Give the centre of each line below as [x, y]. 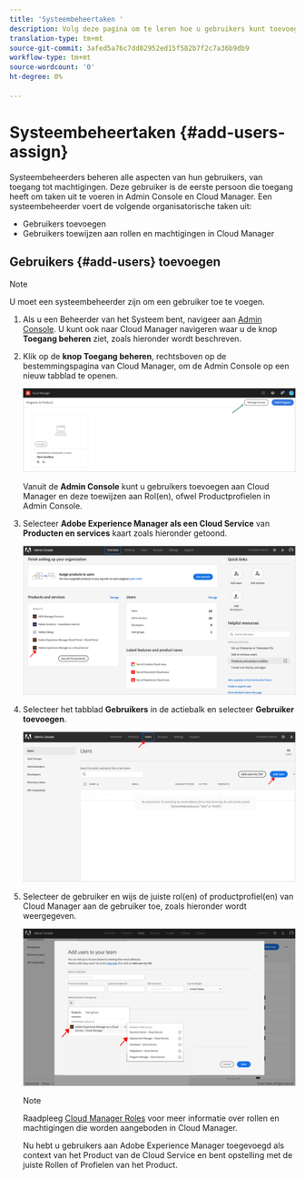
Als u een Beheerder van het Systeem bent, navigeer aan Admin [142, 319]
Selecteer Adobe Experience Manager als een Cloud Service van [146, 523]
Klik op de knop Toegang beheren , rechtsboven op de [124, 356]
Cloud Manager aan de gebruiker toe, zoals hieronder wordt [134, 906]
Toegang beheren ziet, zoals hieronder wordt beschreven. [132, 338]
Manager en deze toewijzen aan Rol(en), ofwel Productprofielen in [146, 496]
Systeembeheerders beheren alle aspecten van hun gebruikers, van [136, 176]
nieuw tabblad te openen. [70, 375]
